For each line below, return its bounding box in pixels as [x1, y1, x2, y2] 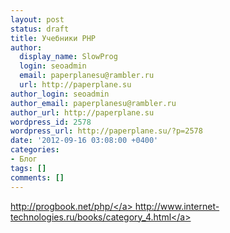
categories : [10, 145, 60, 155]
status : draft [10, 24, 70, 34]
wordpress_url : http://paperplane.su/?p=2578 [10, 126, 203, 136]
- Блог [10, 154, 38, 164]
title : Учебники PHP [10, 33, 97, 43]
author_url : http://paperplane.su [10, 107, 155, 118]
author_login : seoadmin [10, 89, 110, 99]
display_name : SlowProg [19, 52, 118, 62]
